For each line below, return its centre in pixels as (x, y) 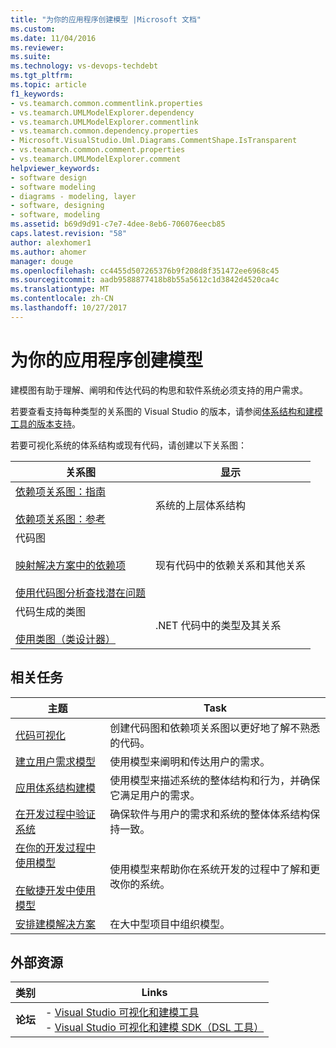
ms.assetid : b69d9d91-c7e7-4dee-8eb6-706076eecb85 (118, 224)
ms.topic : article (48, 85)
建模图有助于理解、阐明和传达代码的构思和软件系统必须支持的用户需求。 (159, 390)
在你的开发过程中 (56, 848)
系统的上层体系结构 (201, 505)
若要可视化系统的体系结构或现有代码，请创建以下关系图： (128, 445)
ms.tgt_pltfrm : (42, 76)
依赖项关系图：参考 (61, 519)
